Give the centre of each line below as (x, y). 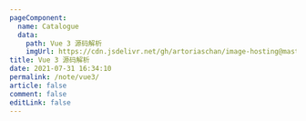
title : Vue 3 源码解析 (50, 60)
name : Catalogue (48, 26)
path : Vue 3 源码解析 (64, 43)
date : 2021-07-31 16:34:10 (61, 69)
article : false (38, 86)
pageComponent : (38, 18)
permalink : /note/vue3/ (55, 77)
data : (28, 35)
